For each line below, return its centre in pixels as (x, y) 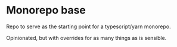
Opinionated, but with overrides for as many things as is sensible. (86, 38)
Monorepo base (46, 10)
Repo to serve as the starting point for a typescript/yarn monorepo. (88, 26)
